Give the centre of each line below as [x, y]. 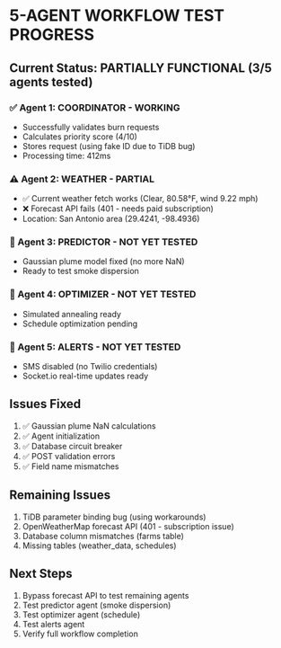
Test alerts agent [53, 624]
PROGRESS [52, 35]
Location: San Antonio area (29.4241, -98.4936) [111, 219]
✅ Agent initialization [61, 436]
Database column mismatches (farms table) [103, 536]
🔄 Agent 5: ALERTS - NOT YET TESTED [95, 347]
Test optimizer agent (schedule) [81, 614]
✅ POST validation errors [69, 456]
